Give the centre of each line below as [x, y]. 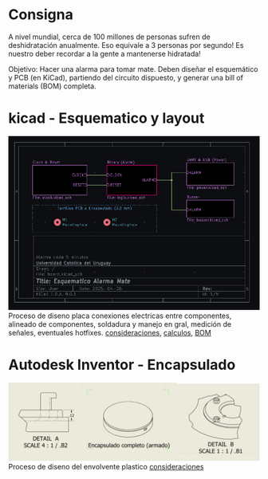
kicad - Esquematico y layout [106, 118]
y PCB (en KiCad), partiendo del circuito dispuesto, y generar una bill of [126, 77]
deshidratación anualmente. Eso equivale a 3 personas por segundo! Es [126, 45]
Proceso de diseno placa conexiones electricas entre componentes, [120, 316]
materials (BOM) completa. [53, 86]
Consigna [41, 15]
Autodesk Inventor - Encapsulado [122, 365]
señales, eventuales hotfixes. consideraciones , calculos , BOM [110, 332]
